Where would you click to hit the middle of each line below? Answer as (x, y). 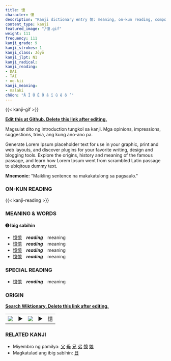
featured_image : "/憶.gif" (34, 29)
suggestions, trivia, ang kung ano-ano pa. (49, 135)
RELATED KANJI (26, 335)
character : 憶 (20, 15)
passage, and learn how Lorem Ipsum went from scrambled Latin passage (83, 161)
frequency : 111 (21, 39)
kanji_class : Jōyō (25, 52)
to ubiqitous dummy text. (31, 166)
